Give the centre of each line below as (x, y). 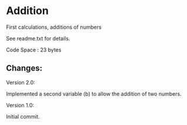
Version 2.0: (21, 82)
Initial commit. (23, 116)
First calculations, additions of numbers (54, 27)
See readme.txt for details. (38, 38)
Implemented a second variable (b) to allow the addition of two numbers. (94, 94)
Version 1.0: (20, 105)
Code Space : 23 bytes (34, 50)
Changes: (24, 68)
